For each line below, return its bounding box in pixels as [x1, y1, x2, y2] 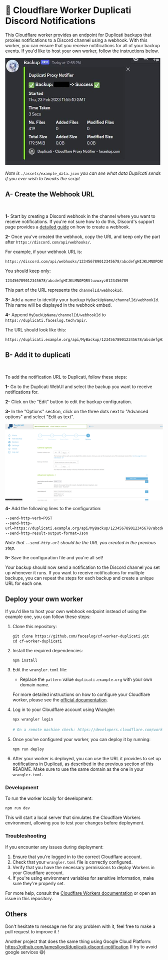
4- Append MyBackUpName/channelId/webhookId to [5, 311, 106, 318]
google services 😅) [5, 949, 46, 955]
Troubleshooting [5, 832, 46, 839]
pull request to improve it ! [5, 928, 59, 934]
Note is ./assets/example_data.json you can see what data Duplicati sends [5, 170, 161, 176]
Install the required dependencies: [12, 647, 83, 653]
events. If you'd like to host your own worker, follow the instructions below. [5, 48, 159, 54]
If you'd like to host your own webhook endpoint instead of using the [5, 608, 146, 614]
